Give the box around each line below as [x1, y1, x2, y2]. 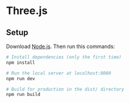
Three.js [6, 4, 48, 18]
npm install [6, 60, 35, 66]
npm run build [6, 92, 41, 98]
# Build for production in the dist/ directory [6, 86, 125, 92]
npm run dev [6, 75, 35, 81]
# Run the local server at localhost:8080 [6, 70, 111, 76]
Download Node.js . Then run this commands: [6, 43, 115, 50]
